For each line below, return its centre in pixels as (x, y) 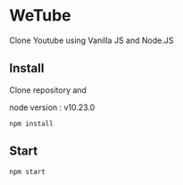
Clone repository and (48, 89)
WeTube (40, 16)
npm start (28, 172)
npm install (31, 123)
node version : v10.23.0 (52, 107)
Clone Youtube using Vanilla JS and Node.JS (91, 40)
